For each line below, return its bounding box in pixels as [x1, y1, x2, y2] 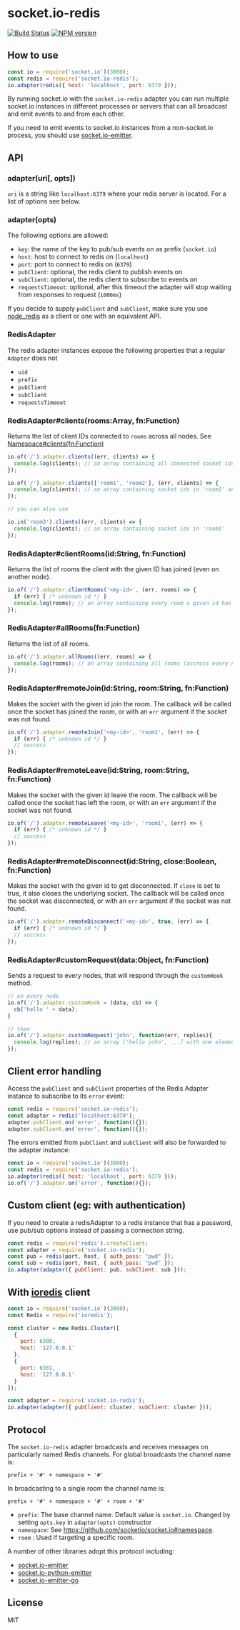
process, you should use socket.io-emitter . [7, 131, 134, 140]
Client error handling [7, 1065, 102, 1077]
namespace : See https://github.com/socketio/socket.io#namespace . [17, 1525, 214, 1534]
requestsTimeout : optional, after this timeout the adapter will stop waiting [17, 283, 232, 291]
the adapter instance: [7, 1146, 70, 1154]
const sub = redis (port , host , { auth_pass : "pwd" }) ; [7, 1259, 174, 1267]
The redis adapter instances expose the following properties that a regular [7, 346, 226, 354]
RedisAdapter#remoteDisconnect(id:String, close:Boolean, [7, 856, 217, 866]
